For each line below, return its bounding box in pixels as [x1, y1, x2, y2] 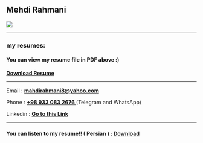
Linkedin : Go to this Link [6, 110, 68, 117]
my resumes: [6, 41, 46, 49]
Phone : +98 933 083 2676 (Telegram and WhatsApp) [6, 98, 142, 106]
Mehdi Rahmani [6, 5, 66, 15]
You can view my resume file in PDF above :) [6, 56, 120, 63]
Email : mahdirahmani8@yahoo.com [6, 87, 100, 94]
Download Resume [6, 69, 54, 77]
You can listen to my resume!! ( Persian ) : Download [6, 130, 140, 137]
